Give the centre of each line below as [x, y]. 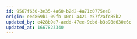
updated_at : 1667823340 [35, 27]
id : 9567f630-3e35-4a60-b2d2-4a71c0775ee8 [58, 11]
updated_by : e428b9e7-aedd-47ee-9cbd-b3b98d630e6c [69, 22]
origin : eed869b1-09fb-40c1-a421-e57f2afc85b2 [64, 17]
